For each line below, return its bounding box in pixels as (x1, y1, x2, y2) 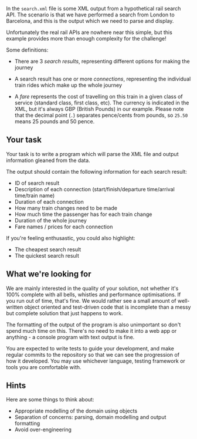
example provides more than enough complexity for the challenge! (6, 35, 167, 42)
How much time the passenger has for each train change (14, 211, 152, 218)
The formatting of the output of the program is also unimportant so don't (6, 321, 181, 328)
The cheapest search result (14, 246, 81, 253)
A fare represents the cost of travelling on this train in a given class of (14, 93, 183, 100)
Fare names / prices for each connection (14, 223, 113, 230)
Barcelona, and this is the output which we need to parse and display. (6, 18, 174, 24)
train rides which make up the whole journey (14, 82, 122, 89)
